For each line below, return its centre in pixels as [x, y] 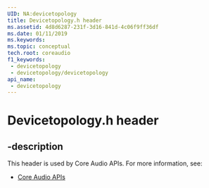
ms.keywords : [26, 40]
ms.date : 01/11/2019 [38, 33]
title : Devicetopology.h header [55, 20]
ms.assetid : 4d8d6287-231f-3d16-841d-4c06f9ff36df [83, 27]
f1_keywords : [26, 60]
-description [35, 146]
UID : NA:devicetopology [42, 14]
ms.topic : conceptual [39, 46]
